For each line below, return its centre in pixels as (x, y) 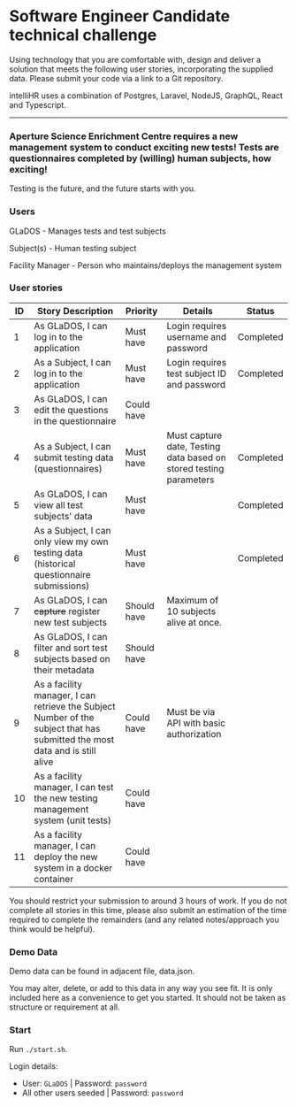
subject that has (67, 728)
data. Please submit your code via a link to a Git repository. (116, 78)
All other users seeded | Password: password (103, 1093)
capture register (67, 611)
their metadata (64, 670)
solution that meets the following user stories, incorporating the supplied (141, 69)
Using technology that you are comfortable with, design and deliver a (135, 59)
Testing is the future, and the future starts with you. (103, 188)
